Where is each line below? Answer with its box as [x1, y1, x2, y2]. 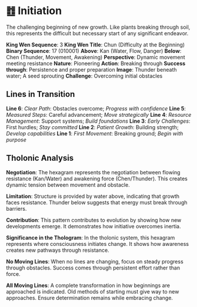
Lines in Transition [6, 89, 75, 99]
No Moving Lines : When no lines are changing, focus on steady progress [6, 258, 183, 265]
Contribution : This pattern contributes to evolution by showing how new [6, 216, 182, 224]
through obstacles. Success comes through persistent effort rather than [6, 264, 181, 271]
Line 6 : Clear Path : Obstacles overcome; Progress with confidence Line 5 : [6, 104, 186, 112]
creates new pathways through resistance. [6, 247, 110, 254]
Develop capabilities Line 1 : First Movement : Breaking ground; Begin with [6, 130, 183, 137]
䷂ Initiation [6, 4, 62, 18]
